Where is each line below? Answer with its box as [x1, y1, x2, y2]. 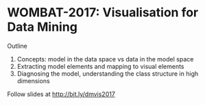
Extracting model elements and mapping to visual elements [16, 62, 184, 70]
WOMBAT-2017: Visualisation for [7, 5, 199, 20]
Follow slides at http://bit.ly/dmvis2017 [7, 90, 115, 98]
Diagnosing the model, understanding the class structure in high [16, 70, 199, 78]
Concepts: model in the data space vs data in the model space [16, 55, 194, 63]
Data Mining [7, 19, 77, 35]
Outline [7, 42, 27, 50]
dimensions [16, 76, 50, 85]
